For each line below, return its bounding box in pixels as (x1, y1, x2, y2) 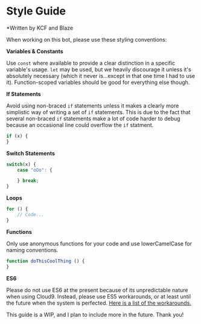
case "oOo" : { (17, 167, 53, 173)
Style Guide (6, 4, 66, 18)
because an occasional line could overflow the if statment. (6, 121, 154, 128)
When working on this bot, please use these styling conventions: (6, 36, 167, 43)
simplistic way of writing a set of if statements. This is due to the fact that (6, 108, 191, 115)
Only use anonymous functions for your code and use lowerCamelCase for (6, 240, 192, 247)
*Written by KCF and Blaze (6, 24, 74, 31)
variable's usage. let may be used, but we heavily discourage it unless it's (6, 65, 191, 73)
